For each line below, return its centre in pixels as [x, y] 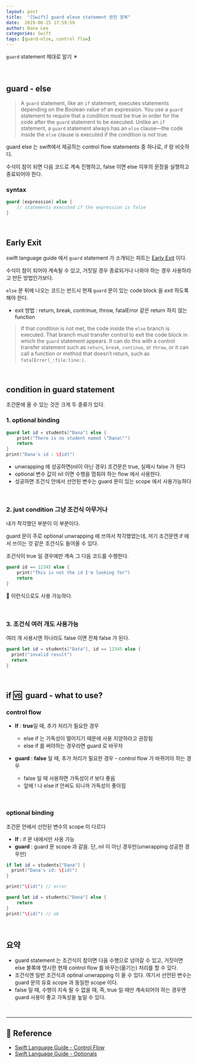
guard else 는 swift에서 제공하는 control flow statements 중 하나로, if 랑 [90, 147]
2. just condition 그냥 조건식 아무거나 [57, 509]
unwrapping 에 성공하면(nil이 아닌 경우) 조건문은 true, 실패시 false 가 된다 [100, 467]
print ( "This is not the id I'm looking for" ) [74, 573]
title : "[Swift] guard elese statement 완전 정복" [68, 17]
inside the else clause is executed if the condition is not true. [94, 134]
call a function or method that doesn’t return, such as [85, 353]
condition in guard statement [60, 390]
